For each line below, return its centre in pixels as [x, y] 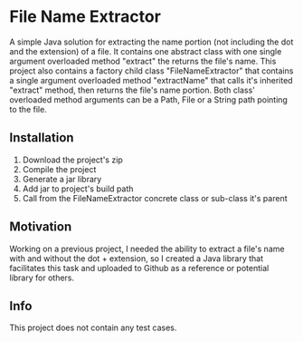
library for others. [42, 278]
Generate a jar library [62, 179]
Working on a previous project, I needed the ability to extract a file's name [147, 249]
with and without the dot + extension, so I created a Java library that [137, 258]
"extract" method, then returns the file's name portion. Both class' [132, 90]
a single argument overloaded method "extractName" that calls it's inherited [151, 80]
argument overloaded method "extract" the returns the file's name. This [143, 61]
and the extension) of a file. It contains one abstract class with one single [146, 51]
